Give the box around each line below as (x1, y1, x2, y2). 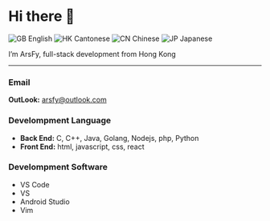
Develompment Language (8, 115, 111, 127)
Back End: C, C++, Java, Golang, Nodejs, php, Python (19, 133, 199, 143)
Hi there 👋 (8, 7, 75, 26)
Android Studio (19, 196, 70, 207)
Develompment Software (8, 162, 108, 173)
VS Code (19, 179, 50, 189)
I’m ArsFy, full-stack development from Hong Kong (8, 49, 177, 58)
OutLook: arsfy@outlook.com (8, 95, 107, 105)
